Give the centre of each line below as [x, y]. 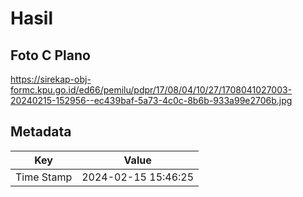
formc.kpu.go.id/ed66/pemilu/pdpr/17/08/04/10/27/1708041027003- [151, 90]
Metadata [41, 132]
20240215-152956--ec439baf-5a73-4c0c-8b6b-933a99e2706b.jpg [151, 100]
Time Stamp [44, 177]
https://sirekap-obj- [51, 79]
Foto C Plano [50, 55]
